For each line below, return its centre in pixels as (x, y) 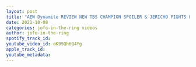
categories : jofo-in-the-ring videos (52, 28)
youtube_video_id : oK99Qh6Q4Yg (44, 44)
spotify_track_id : (28, 38)
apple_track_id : (26, 50)
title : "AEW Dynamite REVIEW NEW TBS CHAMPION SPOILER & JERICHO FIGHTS (96, 17)
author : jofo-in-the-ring (37, 33)
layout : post (22, 11)
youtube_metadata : (28, 55)
